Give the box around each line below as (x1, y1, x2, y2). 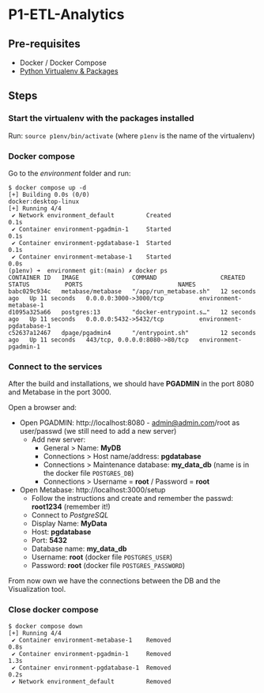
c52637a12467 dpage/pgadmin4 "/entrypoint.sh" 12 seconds (8, 329, 257, 337)
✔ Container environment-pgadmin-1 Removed (11, 650, 172, 657)
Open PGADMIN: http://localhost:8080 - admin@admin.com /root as (19, 418, 240, 427)
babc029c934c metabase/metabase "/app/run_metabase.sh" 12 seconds (8, 287, 257, 296)
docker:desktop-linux (8, 198, 80, 205)
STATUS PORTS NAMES (8, 281, 196, 288)
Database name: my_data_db (31, 544, 127, 554)
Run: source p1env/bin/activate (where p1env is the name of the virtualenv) (8, 130, 255, 140)
